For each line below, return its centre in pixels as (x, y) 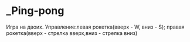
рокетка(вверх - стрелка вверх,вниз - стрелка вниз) (72, 33)
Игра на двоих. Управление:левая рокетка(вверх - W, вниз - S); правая (95, 27)
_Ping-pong (35, 11)
